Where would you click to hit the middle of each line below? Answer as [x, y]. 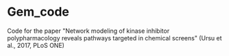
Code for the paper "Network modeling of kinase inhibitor [88, 31]
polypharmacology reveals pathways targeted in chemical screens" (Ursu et [114, 38]
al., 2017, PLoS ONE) [36, 45]
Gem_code [38, 12]
